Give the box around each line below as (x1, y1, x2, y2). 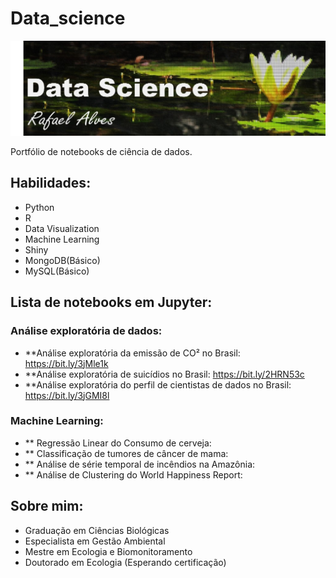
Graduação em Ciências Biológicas (24, 524, 170, 536)
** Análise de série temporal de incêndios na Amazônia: (24, 458, 256, 470)
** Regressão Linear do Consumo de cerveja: (24, 437, 212, 449)
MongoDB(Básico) (24, 254, 101, 266)
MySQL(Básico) (24, 265, 90, 277)
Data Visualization (24, 222, 100, 234)
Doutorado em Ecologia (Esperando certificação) (24, 556, 227, 568)
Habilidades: (10, 175, 92, 192)
